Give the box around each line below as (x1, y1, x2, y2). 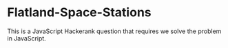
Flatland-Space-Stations (7, 5, 152, 20)
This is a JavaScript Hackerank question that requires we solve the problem (7, 27, 222, 35)
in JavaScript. (7, 34, 46, 42)
